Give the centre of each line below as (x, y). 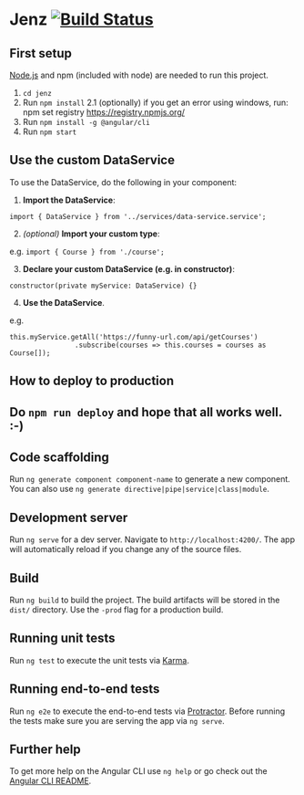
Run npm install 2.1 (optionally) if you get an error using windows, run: (155, 102)
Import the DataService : (69, 200)
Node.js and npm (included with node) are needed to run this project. (139, 75)
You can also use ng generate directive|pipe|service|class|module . (140, 489)
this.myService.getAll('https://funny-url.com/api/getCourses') (134, 337)
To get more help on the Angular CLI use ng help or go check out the (138, 771)
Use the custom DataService (92, 160)
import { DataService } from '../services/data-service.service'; (138, 216)
